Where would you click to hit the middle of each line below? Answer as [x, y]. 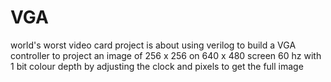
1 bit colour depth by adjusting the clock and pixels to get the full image [157, 66]
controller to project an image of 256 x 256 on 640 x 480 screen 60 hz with [166, 55]
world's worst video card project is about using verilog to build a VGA [153, 45]
